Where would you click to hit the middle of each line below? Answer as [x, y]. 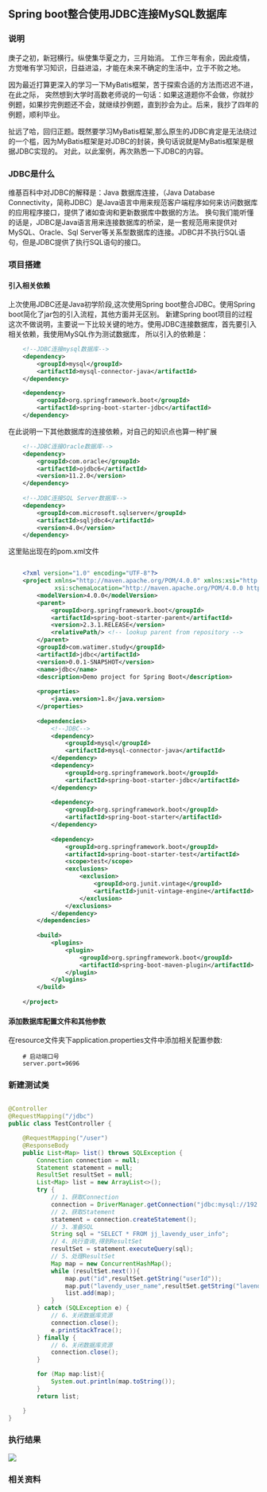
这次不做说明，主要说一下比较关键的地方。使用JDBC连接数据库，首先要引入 [132, 324]
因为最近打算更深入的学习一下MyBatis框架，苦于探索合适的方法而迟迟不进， [133, 84]
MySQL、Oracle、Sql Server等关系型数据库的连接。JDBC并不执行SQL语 [127, 232]
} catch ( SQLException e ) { [83, 1308]
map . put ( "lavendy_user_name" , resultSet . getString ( [151, 1286]
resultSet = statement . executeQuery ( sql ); [122, 1249]
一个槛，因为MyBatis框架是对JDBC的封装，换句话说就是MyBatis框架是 [131, 141]
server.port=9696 [51, 1064]
